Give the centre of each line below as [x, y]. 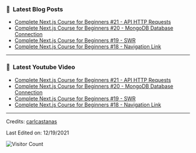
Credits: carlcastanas [32, 121]
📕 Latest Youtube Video [41, 67]
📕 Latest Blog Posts [35, 9]
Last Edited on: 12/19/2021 [38, 133]
